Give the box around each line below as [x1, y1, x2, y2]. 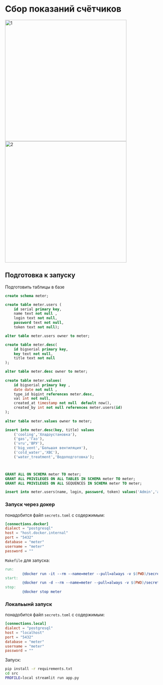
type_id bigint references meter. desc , [14, 392, 95, 397]
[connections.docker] [5, 521, 49, 526]
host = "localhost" [5, 630, 45, 635]
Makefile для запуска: [5, 557, 50, 563]
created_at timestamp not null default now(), [14, 401, 112, 406]
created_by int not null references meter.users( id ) [14, 405, 123, 410]
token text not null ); [14, 325, 60, 330]
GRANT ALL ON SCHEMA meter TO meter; [5, 472, 81, 477]
